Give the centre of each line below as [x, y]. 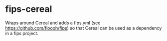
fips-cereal [29, 9]
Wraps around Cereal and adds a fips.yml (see [53, 23]
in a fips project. [22, 33]
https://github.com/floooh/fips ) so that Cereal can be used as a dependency [83, 28]
